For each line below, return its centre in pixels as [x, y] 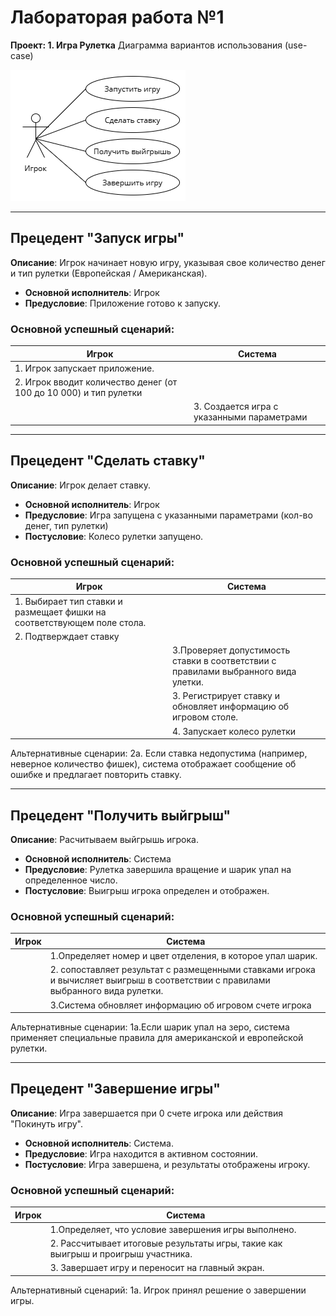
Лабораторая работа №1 [117, 17]
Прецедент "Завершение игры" [115, 1089]
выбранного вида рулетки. [106, 991]
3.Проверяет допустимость [231, 650]
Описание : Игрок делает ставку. [80, 485]
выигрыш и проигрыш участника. [121, 1254]
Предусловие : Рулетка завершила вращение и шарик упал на [158, 869]
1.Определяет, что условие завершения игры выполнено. [173, 1229]
